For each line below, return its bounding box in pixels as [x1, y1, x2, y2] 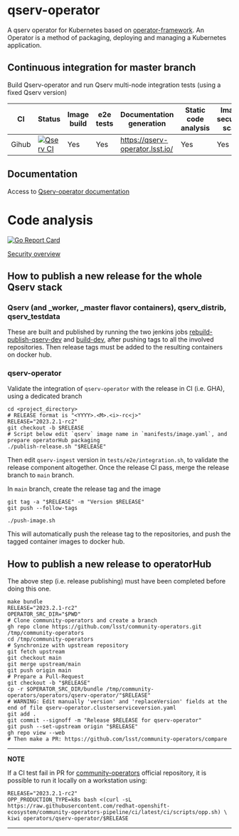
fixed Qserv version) [7, 88, 68, 96]
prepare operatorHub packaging [7, 437, 100, 444]
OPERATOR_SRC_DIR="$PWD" [7, 611, 81, 618]
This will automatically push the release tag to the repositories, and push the [7, 530, 231, 539]
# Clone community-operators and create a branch [7, 617, 158, 624]
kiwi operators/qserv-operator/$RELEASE [7, 815, 129, 822]
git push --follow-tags [7, 505, 78, 512]
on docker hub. [7, 350, 52, 359]
